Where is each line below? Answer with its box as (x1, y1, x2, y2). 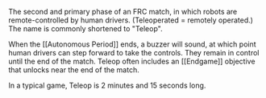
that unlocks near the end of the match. (8, 65, 139, 75)
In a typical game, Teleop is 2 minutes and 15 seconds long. (8, 80, 206, 90)
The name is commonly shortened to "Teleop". (8, 24, 163, 33)
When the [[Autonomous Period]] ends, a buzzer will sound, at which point (8, 39, 256, 49)
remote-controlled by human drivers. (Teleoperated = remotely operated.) (8, 15, 254, 25)
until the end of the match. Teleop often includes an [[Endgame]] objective (8, 56, 256, 66)
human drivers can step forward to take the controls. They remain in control (8, 48, 260, 57)
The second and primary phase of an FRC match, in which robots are (8, 7, 238, 16)
